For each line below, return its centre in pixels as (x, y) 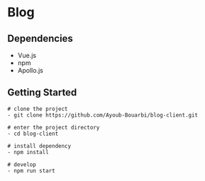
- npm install (28, 152)
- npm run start (31, 170)
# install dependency (39, 146)
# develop (22, 164)
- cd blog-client (33, 134)
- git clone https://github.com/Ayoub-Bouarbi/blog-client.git (103, 115)
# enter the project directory (54, 127)
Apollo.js (31, 70)
